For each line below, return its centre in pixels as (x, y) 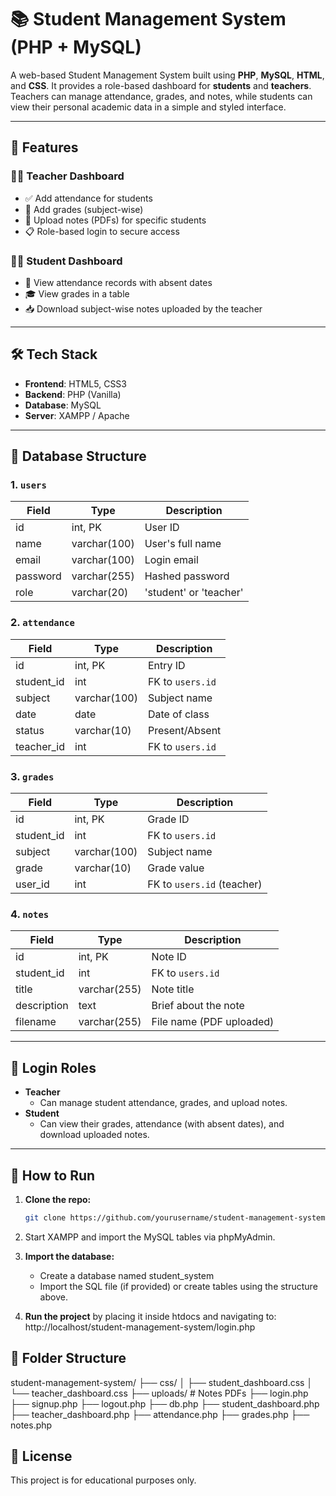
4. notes (30, 914)
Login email (171, 560)
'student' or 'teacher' (194, 593)
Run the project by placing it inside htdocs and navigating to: (150, 1316)
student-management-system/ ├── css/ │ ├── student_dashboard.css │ (161, 1382)
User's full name (183, 544)
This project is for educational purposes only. (103, 1480)
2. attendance (42, 623)
